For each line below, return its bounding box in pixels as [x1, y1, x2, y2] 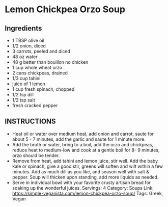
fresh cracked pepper [12, 102, 58, 108]
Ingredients [5, 24, 42, 33]
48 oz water [12, 54, 38, 60]
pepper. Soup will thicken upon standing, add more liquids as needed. [12, 174, 159, 180]
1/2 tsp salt [12, 97, 35, 103]
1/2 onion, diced [12, 43, 46, 49]
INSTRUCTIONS [5, 117, 57, 126]
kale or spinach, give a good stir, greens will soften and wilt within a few [12, 163, 163, 169]
